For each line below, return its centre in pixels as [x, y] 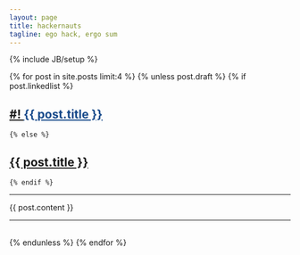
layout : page [33, 17]
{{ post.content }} [42, 207]
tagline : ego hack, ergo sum [63, 34]
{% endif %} [31, 183]
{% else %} [29, 135]
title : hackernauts [46, 26]
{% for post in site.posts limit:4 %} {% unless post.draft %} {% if [128, 77]
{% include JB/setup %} [54, 60]
